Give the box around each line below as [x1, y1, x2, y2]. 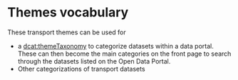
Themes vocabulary [7, 4, 129, 21]
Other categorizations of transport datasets [17, 64, 145, 73]
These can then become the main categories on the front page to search [17, 49, 232, 58]
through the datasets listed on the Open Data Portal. [17, 56, 171, 65]
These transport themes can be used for [7, 28, 126, 36]
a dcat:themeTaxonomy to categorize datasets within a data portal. [17, 41, 214, 50]
